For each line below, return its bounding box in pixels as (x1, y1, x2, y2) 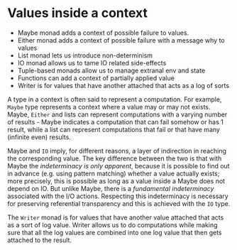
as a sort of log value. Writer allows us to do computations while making (7, 220, 218, 229)
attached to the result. (7, 236, 72, 244)
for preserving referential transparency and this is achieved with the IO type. (7, 199, 231, 207)
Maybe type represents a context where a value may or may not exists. (7, 102, 211, 111)
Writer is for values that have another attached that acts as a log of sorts (17, 81, 229, 89)
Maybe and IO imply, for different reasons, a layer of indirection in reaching (7, 146, 227, 155)
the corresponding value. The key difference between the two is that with (7, 154, 222, 163)
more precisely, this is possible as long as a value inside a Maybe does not (7, 176, 226, 185)
